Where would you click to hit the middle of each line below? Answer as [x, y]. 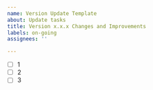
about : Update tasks [37, 20]
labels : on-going [32, 33]
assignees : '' [28, 39]
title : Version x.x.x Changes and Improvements [77, 26]
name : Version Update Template [52, 13]
